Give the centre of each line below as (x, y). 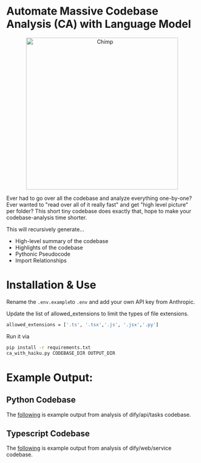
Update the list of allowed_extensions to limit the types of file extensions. (98, 314)
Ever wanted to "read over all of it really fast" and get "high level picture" (97, 204)
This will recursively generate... (46, 229)
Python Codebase (41, 400)
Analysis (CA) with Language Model (99, 24)
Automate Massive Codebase (83, 11)
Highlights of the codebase (49, 247)
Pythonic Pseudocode (43, 254)
